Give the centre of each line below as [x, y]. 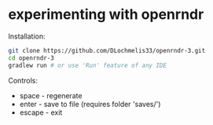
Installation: [27, 36]
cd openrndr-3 [31, 58]
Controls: [23, 80]
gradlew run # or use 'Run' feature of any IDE [88, 65]
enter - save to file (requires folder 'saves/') [90, 104]
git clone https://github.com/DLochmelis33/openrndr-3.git [107, 50]
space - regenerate [51, 95]
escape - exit [41, 112]
